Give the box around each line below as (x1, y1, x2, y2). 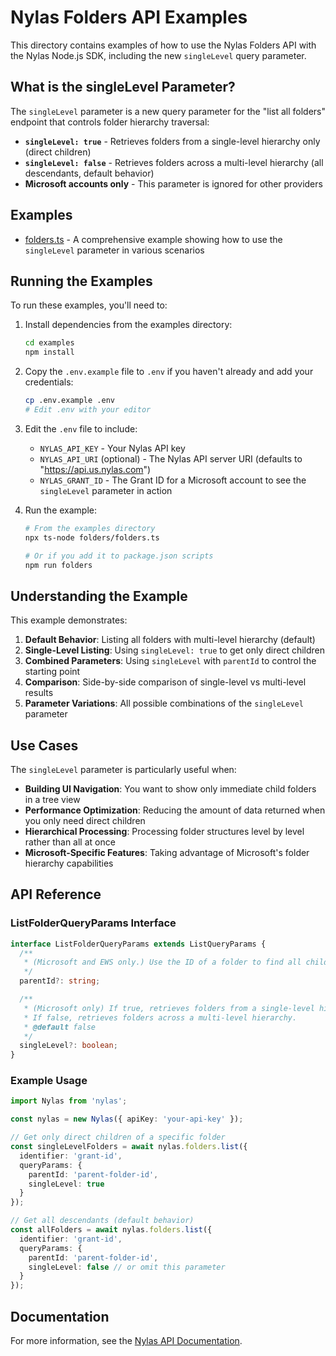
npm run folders (24, 560, 93, 570)
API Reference (10, 886, 102, 903)
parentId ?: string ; (19, 976, 101, 986)
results (24, 687, 54, 699)
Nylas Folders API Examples (10, 6, 248, 29)
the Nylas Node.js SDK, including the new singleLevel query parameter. (10, 49, 307, 61)
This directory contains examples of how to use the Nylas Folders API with (10, 39, 317, 51)
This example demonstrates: (10, 614, 128, 626)
